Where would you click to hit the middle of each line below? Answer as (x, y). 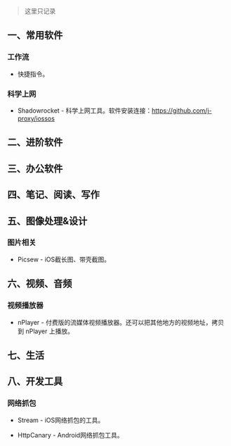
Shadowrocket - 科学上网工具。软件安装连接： (85, 110)
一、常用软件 (35, 36)
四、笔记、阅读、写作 (53, 195)
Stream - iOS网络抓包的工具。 (61, 420)
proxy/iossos (36, 118)
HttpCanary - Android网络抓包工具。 (70, 435)
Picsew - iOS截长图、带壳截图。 (64, 259)
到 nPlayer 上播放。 (45, 331)
